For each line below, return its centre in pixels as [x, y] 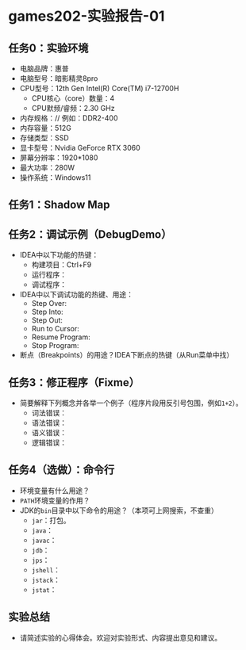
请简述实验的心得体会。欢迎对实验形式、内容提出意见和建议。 [121, 637]
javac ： [44, 540]
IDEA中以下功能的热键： [59, 255]
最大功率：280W [47, 168]
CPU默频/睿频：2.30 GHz [73, 108]
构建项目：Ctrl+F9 [61, 265]
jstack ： [46, 579]
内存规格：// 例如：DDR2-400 [69, 118]
